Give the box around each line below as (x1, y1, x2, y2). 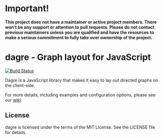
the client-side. (5, 82, 36, 88)
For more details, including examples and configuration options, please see (5, 92, 156, 98)
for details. (5, 129, 27, 135)
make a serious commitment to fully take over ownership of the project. (5, 35, 153, 40)
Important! (5, 3, 49, 14)
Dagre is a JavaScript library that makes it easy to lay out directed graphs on (5, 77, 159, 83)
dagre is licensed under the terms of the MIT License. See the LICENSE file (5, 124, 155, 130)
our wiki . (5, 97, 22, 103)
